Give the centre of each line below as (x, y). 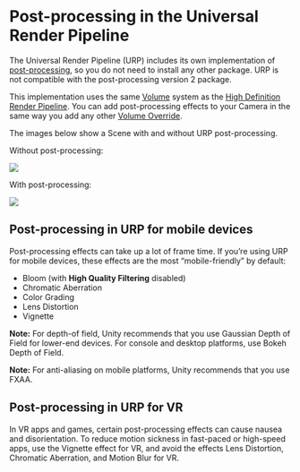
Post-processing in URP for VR (96, 408)
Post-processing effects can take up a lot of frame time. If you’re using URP (149, 251)
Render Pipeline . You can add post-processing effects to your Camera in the (150, 106)
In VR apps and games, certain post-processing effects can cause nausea (146, 429)
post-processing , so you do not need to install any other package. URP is (144, 70)
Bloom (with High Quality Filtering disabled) (104, 278)
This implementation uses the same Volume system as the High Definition (145, 97)
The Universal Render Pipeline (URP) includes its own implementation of (142, 60)
